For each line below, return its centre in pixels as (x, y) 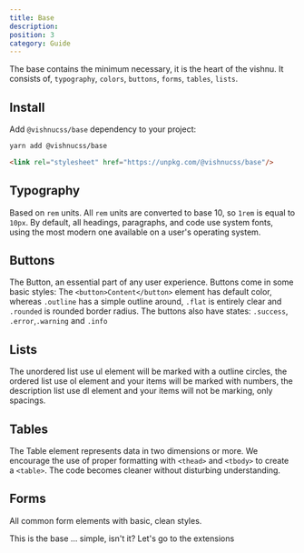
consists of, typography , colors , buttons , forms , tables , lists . (124, 79)
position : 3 (32, 35)
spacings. (28, 400)
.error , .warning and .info (59, 321)
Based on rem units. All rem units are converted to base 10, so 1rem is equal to (152, 212)
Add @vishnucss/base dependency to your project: (103, 129)
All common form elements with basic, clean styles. (106, 520)
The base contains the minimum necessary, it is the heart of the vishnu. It (147, 69)
